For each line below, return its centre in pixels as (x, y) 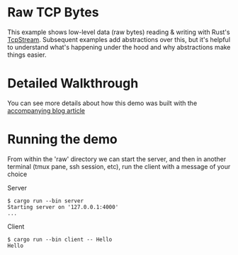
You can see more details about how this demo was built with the (102, 103)
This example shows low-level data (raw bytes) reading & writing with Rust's (119, 32)
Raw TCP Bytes (53, 12)
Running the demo (63, 140)
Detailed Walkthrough (73, 83)
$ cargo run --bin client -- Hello (60, 239)
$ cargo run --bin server (45, 201)
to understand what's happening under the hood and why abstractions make (119, 47)
